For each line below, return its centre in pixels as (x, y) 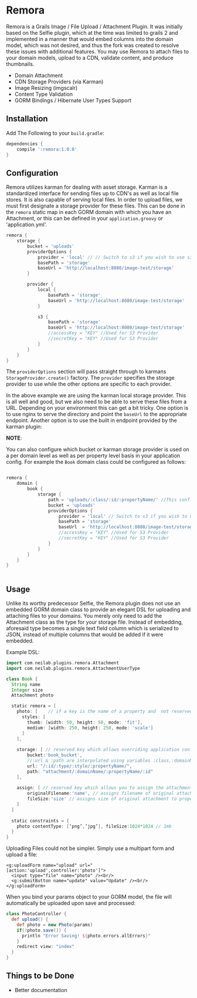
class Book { (22, 679)
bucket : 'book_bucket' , (55, 755)
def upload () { (30, 919)
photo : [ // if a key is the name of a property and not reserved (105, 712)
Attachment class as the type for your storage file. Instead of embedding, (95, 622)
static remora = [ (34, 706)
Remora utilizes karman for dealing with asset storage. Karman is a (87, 187)
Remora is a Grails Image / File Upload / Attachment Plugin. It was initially (94, 26)
